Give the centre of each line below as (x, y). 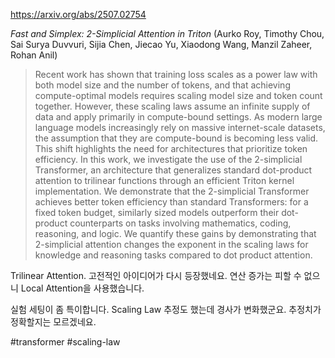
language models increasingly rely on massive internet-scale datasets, (180, 127)
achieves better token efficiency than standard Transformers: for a (171, 202)
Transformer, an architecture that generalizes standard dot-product (173, 170)
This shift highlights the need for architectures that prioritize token (171, 148)
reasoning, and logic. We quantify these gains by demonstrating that (175, 233)
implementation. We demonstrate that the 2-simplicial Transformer (172, 191)
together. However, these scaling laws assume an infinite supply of (172, 106)
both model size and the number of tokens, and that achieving (162, 85)
